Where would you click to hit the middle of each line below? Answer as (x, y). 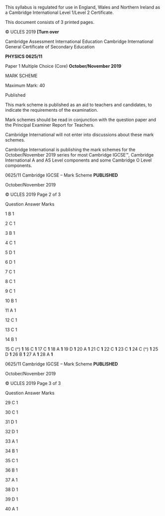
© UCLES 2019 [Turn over (32, 32)
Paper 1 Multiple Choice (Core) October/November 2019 (63, 66)
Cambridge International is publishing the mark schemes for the (70, 150)
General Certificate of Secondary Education (50, 47)
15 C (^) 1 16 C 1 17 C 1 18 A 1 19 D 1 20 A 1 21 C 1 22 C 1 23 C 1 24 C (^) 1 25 (82, 349)
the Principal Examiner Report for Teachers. (50, 125)
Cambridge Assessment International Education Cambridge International (79, 41)
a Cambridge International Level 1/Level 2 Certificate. (59, 12)
